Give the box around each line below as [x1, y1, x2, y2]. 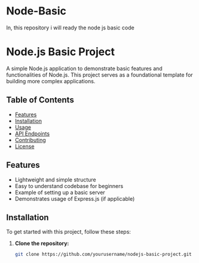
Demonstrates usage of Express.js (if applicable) [14, 195, 135, 202]
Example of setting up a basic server [14, 189, 106, 196]
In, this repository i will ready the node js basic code [6, 24, 134, 31]
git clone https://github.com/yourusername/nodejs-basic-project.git [14, 252, 192, 258]
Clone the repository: [14, 240, 69, 247]
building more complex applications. [6, 77, 96, 84]
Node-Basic [6, 4, 67, 18]
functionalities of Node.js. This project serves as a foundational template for [6, 71, 193, 78]
